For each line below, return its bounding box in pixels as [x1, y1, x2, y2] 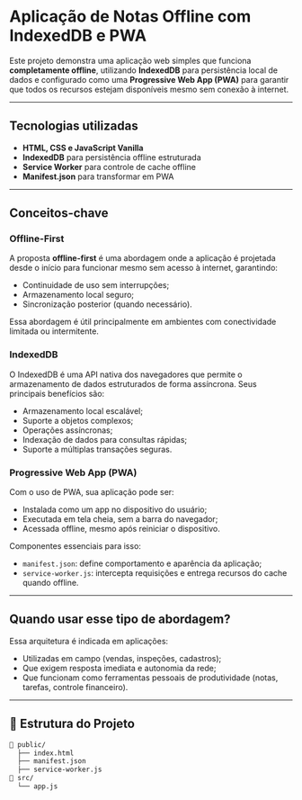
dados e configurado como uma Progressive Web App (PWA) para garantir [9, 74, 289, 85]
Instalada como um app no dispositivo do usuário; [22, 504, 208, 515]
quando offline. [22, 578, 79, 589]
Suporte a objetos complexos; [22, 415, 134, 426]
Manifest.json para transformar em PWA [22, 171, 174, 182]
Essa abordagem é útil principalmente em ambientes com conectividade [9, 317, 277, 328]
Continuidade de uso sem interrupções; [22, 280, 170, 291]
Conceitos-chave [9, 205, 109, 221]
